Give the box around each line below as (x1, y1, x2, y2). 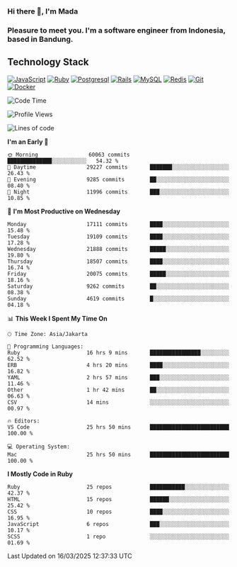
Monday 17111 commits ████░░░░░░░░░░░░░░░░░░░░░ (7, 220, 230, 228)
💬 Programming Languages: (7, 343, 83, 350)
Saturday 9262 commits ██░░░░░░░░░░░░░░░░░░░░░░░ (7, 283, 230, 290)
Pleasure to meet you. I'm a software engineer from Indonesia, (7, 25, 226, 35)
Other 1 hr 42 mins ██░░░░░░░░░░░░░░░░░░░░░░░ (7, 386, 230, 393)
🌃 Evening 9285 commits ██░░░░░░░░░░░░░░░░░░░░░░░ (7, 176, 230, 183)
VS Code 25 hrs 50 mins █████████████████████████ (7, 423, 230, 431)
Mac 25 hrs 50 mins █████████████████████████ (7, 451, 230, 458)
